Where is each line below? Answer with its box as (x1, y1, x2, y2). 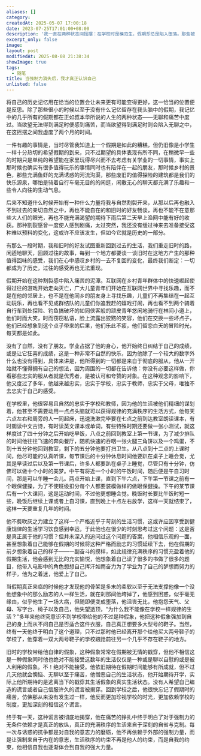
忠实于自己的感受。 (11, 388, 59, 394)
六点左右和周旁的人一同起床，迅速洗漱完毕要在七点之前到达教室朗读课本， (6, 415, 190, 422)
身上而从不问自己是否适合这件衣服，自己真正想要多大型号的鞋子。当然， (16, 620, 195, 628)
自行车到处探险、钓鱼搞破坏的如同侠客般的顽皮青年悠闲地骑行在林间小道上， (6, 307, 195, 314)
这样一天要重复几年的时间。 (6, 505, 75, 512)
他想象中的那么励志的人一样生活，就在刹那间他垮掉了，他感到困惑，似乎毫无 (6, 590, 195, 598)
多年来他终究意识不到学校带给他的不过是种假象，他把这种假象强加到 (19, 613, 187, 620)
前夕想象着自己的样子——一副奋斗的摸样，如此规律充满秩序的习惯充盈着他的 (6, 548, 195, 555)
